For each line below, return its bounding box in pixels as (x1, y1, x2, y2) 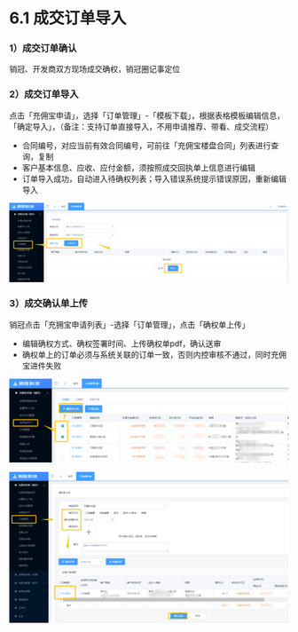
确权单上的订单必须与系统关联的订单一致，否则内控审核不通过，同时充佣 (21, 349, 286, 359)
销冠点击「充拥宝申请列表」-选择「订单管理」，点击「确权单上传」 (9, 319, 250, 329)
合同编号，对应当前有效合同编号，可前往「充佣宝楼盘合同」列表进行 (21, 139, 271, 151)
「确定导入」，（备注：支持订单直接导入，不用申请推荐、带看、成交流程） (9, 121, 273, 131)
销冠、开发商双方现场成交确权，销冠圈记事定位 (9, 64, 180, 75)
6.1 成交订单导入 (9, 8, 127, 28)
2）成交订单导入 (9, 88, 79, 100)
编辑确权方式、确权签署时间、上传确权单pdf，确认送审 (21, 338, 222, 349)
